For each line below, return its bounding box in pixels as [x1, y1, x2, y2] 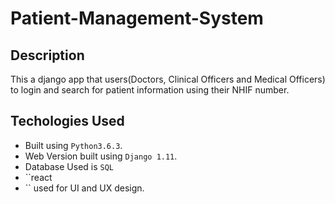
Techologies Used [10, 113, 125, 130]
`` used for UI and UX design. [24, 182, 145, 194]
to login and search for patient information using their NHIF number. [10, 84, 290, 96]
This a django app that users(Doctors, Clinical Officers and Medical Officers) [10, 73, 326, 85]
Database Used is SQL [24, 160, 115, 172]
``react [24, 171, 53, 183]
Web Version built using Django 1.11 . [24, 150, 178, 162]
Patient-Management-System [10, 7, 264, 30]
